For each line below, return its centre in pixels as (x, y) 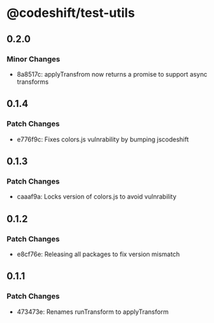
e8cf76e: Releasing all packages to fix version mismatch (98, 254)
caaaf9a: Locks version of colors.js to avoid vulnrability (96, 197)
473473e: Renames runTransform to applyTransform (93, 312)
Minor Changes (33, 59)
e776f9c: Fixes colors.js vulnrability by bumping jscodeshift (103, 139)
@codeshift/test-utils (71, 13)
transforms (33, 82)
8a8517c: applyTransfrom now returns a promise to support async (112, 74)
